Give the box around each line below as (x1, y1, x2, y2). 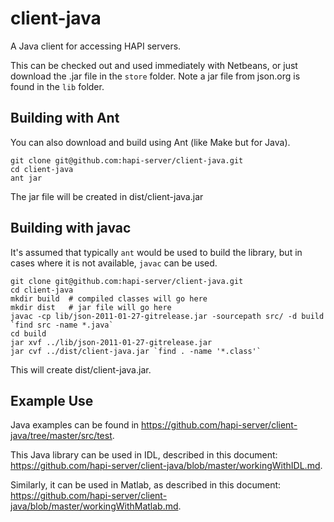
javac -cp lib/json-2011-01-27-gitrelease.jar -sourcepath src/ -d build (10, 311, 325, 321)
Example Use (10, 392, 94, 409)
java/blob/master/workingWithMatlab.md (10, 500, 179, 512)
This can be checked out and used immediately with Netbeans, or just (10, 59, 298, 71)
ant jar (10, 173, 43, 183)
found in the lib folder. (10, 80, 105, 92)
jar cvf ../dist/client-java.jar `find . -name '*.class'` (10, 346, 262, 356)
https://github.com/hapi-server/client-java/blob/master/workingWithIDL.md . (10, 460, 323, 472)
